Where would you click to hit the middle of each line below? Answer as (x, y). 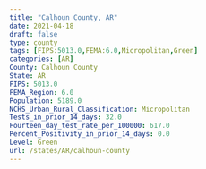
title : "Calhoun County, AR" (64, 17)
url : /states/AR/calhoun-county (69, 150)
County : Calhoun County (54, 68)
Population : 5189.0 (46, 101)
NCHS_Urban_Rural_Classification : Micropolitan (100, 109)
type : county (34, 42)
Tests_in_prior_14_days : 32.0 (66, 117)
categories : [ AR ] (42, 59)
